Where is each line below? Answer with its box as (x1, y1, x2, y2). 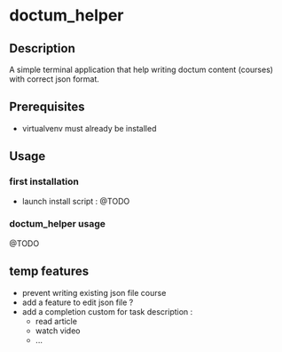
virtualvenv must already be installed (21, 123, 157, 133)
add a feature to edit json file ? (21, 297, 134, 308)
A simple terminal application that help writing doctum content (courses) (9, 64, 273, 75)
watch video (35, 325, 81, 336)
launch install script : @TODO (21, 196, 130, 206)
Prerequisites (9, 100, 85, 115)
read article (35, 316, 78, 326)
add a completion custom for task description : (21, 306, 193, 316)
